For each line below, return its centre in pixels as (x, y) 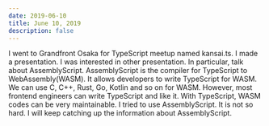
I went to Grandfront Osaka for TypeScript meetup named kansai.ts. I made (133, 54)
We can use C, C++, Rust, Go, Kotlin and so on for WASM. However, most (130, 87)
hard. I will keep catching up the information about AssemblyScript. (120, 113)
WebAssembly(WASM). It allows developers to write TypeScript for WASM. (132, 79)
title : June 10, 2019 (45, 23)
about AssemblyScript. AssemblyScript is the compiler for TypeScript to (128, 71)
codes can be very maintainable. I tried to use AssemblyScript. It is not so (131, 104)
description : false (41, 30)
